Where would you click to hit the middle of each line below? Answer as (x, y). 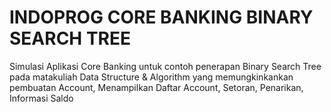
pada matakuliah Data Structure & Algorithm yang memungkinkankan (151, 77)
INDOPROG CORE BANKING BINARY (161, 17)
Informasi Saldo (41, 98)
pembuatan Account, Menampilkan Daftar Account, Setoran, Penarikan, (156, 87)
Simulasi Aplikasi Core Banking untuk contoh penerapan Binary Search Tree (165, 66)
